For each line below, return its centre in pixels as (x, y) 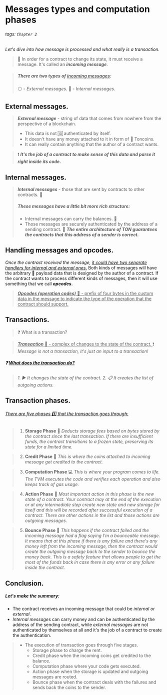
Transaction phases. (38, 400)
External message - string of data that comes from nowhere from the (89, 118)
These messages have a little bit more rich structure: (73, 206)
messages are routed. (55, 676)
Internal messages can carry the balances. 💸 (71, 218)
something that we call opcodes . (39, 283)
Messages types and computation (77, 9)
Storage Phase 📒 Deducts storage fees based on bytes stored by (92, 431)
